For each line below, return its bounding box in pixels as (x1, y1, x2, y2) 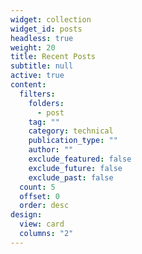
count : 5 (19, 182, 56, 192)
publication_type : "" (28, 136, 118, 146)
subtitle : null (10, 61, 74, 71)
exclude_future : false (28, 163, 123, 173)
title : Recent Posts (10, 52, 97, 62)
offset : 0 (19, 191, 60, 201)
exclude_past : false (28, 172, 114, 183)
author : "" (28, 145, 74, 155)
